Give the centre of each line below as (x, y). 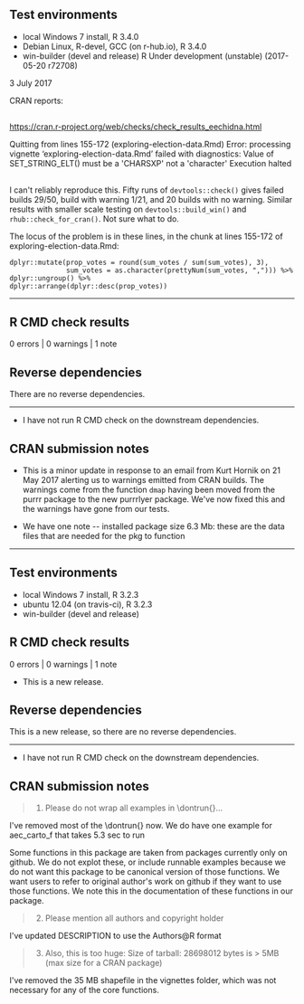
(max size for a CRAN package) (104, 963)
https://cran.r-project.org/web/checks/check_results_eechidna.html (136, 127)
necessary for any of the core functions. (85, 990)
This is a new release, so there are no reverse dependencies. (123, 732)
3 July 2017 (31, 83)
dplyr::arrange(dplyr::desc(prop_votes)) (89, 286)
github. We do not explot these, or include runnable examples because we (148, 862)
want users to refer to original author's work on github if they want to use (146, 882)
